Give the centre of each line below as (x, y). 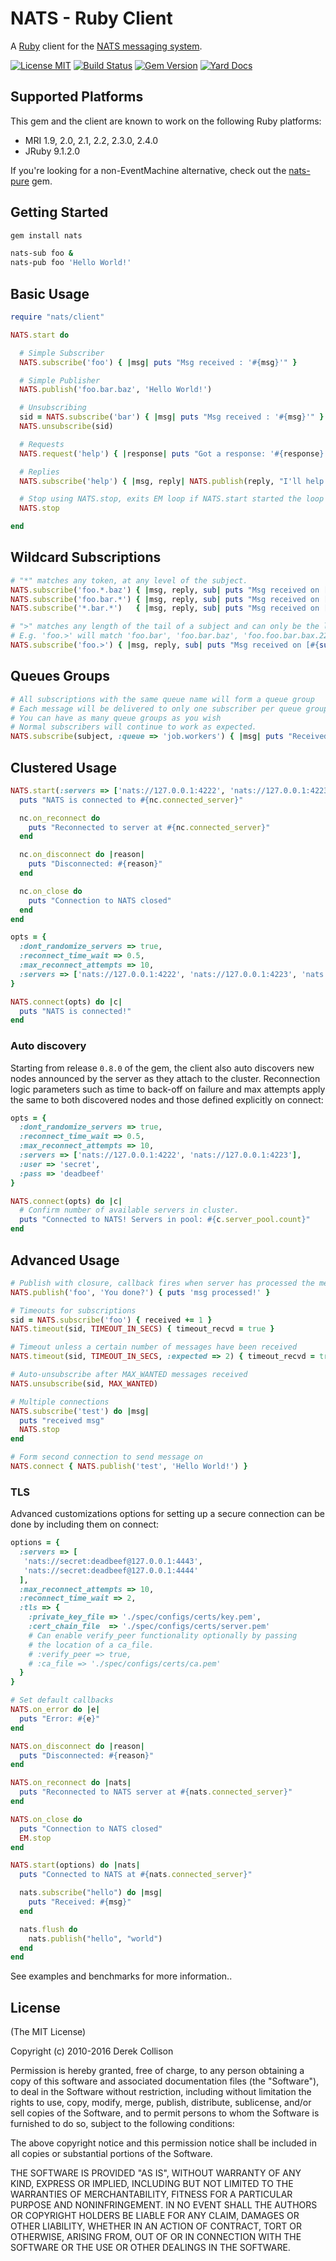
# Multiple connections (60, 1402)
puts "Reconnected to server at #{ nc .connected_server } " (149, 827)
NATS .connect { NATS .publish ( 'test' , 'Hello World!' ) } (129, 1467)
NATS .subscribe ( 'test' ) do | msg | (80, 1411)
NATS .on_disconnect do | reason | (77, 1746)
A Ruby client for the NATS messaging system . (106, 46)
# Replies (39, 472)
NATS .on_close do (46, 1819)
